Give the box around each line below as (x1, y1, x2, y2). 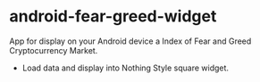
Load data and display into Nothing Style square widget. (21, 62, 230, 73)
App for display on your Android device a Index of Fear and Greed (9, 36, 252, 46)
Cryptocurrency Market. (9, 45, 98, 55)
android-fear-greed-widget (9, 6, 217, 27)
